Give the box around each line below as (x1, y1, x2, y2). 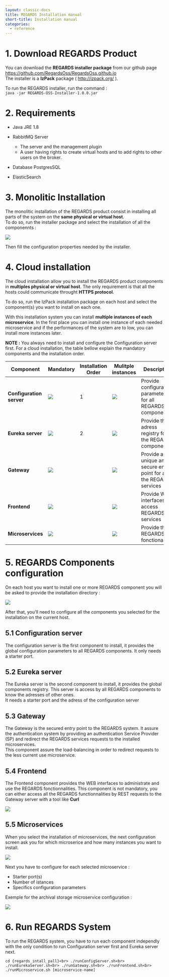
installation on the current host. (5, 614, 70, 620)
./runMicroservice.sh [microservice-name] (5, 967, 96, 972)
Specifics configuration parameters (12, 884, 86, 890)
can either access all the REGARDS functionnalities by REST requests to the (5, 791, 162, 797)
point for (141, 470, 161, 477)
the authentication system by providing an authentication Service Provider (5, 731, 159, 737)
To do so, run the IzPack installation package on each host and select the (5, 299, 157, 305)
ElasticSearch (12, 174, 41, 180)
